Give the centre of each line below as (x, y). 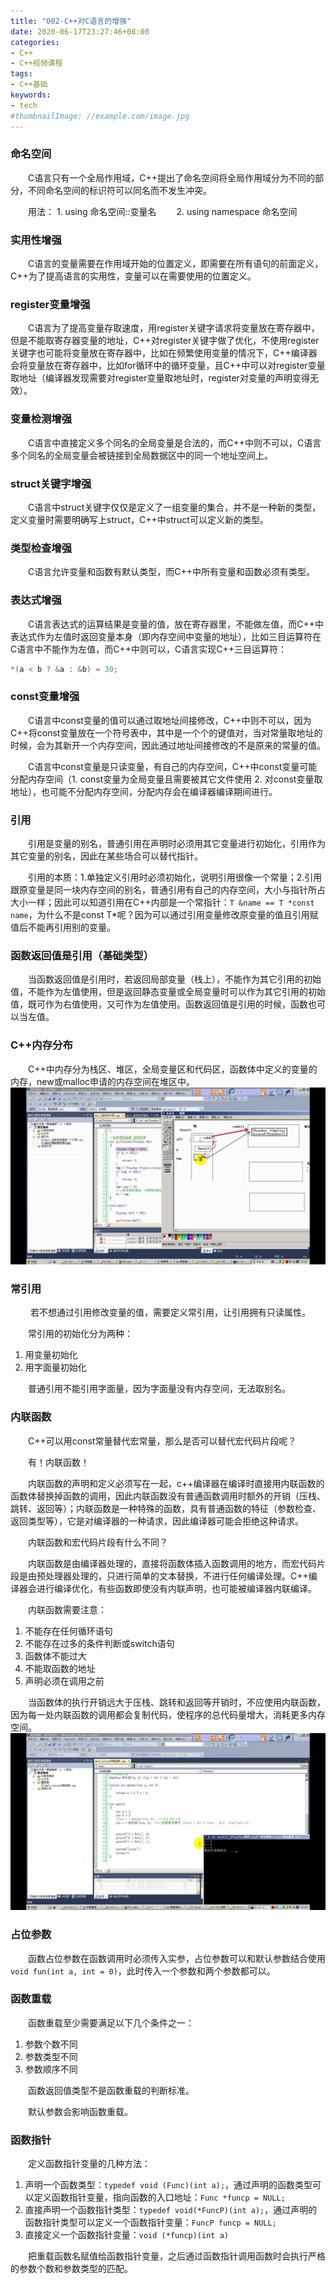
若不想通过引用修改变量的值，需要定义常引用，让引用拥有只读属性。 (170, 1312)
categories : (35, 42)
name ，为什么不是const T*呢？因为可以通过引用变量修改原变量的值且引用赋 (164, 915)
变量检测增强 (41, 419)
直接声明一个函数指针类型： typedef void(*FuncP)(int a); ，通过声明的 (171, 2210)
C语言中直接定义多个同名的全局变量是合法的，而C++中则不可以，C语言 (174, 442)
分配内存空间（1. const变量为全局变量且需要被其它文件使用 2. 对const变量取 (166, 779)
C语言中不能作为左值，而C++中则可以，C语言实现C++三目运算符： (148, 649)
